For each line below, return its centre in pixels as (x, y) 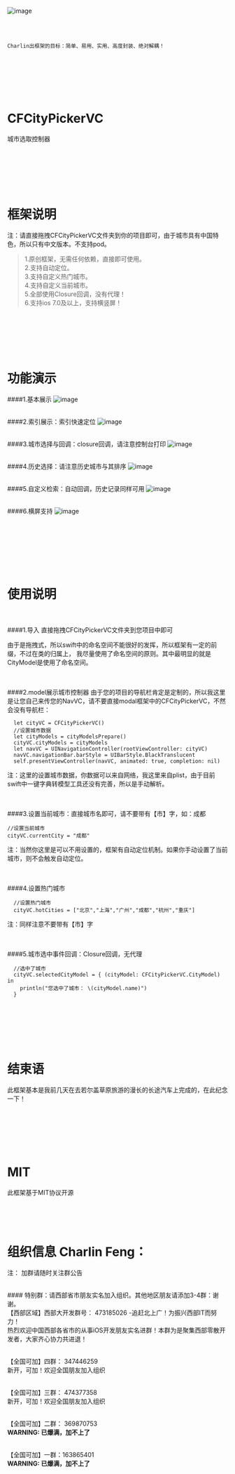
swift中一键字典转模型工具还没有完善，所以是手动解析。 (88, 784)
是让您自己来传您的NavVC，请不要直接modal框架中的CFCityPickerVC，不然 (116, 701)
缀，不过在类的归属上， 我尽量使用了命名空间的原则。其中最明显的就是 (109, 653)
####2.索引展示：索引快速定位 (52, 422)
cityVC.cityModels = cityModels (61, 743)
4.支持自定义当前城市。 (58, 285)
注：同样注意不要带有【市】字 (50, 924)
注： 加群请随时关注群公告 (45, 1273)
